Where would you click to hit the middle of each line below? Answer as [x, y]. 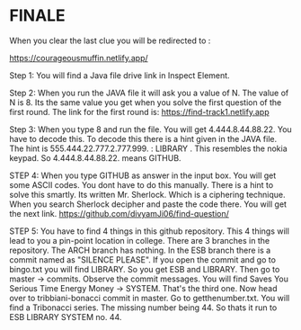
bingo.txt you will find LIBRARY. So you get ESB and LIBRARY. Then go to [145, 269]
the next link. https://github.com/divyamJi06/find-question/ [119, 213]
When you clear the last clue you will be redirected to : [110, 40]
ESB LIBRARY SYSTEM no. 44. [66, 317]
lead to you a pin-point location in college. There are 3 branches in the [140, 240]
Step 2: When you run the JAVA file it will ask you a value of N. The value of [149, 93]
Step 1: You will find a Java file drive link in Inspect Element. [120, 75]
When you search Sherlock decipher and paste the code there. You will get [148, 204]
